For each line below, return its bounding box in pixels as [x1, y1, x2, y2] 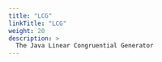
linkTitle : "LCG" [8, 19, 67, 27]
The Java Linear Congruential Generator [15, 42, 154, 50]
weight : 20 [8, 27, 45, 35]
